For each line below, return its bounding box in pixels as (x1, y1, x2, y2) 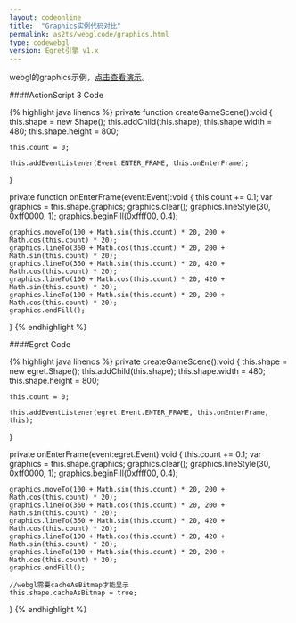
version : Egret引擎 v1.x (9, 46, 99, 55)
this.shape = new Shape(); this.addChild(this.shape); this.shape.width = (9, 117, 273, 128)
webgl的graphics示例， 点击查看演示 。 (9, 72, 150, 83)
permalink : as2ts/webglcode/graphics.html (9, 29, 169, 38)
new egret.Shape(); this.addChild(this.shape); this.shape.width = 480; (9, 366, 266, 377)
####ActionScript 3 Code (9, 90, 104, 101)
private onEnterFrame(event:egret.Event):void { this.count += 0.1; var (9, 449, 262, 460)
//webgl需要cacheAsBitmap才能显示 (9, 581, 129, 590)
